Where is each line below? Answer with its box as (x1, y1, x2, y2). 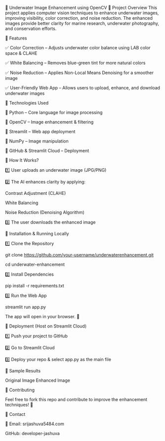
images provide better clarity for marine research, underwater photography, (5, 20, 160, 26)
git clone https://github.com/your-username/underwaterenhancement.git (5, 252, 154, 257)
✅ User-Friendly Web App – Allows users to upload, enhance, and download (5, 85, 161, 91)
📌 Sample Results (5, 368, 41, 373)
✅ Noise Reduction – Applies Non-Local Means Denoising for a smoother (5, 70, 154, 75)
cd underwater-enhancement (5, 261, 65, 267)
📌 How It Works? (5, 157, 39, 163)
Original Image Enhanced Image (5, 377, 70, 383)
